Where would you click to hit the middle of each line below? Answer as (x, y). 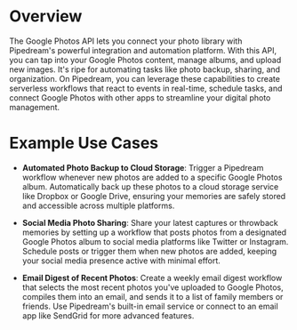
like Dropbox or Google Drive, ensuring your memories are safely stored (154, 196)
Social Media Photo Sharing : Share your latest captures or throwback (150, 222)
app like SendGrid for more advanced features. (108, 315)
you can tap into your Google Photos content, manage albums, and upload (145, 60)
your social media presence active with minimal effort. (121, 261)
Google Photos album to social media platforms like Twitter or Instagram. (155, 241)
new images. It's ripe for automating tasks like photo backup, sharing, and (145, 69)
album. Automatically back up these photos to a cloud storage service (150, 186)
